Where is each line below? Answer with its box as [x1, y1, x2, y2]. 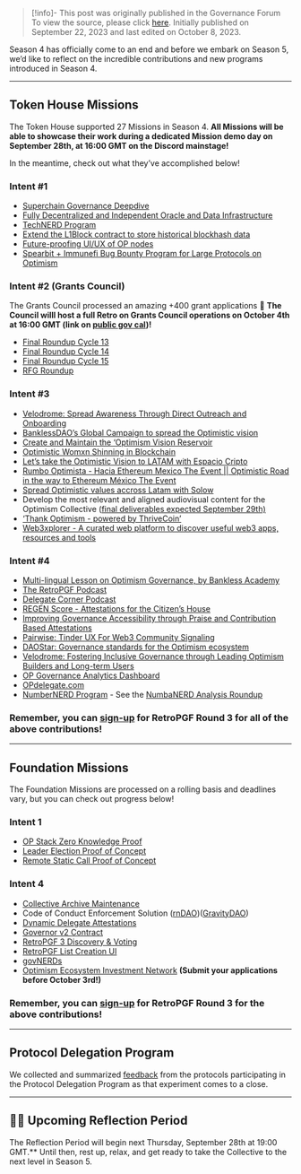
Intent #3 [9, 387, 50, 400]
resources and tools [21, 532, 97, 543]
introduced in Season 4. [9, 63, 98, 74]
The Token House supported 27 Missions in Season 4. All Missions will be [9, 121, 284, 132]
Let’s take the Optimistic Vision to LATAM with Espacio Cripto [21, 456, 248, 466]
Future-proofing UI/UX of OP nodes [21, 239, 154, 249]
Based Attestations [21, 622, 92, 633]
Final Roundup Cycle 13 [21, 336, 109, 348]
